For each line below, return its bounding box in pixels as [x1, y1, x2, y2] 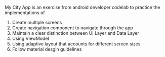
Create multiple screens [12, 20, 62, 25]
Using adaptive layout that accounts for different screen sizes [12, 41, 141, 47]
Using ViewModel [12, 35, 49, 41]
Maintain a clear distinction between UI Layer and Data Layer [12, 30, 140, 36]
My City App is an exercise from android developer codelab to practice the [5, 5, 160, 10]
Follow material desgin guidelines [12, 46, 82, 52]
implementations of [5, 10, 45, 16]
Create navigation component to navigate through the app [12, 25, 134, 31]
